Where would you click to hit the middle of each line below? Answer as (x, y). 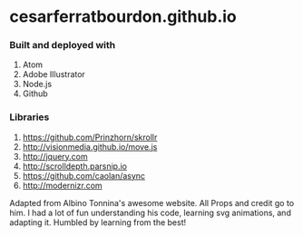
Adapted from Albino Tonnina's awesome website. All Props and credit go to (152, 202)
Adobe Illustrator (54, 74)
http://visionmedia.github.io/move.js (90, 146)
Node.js (37, 84)
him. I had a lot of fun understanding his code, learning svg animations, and (151, 212)
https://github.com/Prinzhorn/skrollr (90, 137)
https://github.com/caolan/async (84, 175)
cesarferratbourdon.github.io (123, 17)
